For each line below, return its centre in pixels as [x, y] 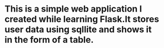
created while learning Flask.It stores [82, 19]
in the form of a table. [49, 40]
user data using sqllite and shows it [78, 30]
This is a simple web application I [73, 9]
